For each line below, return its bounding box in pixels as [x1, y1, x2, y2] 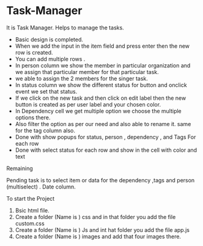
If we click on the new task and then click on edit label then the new [15, 94, 186, 102]
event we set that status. [15, 88, 78, 95]
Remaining [6, 165, 34, 172]
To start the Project [6, 195, 55, 202]
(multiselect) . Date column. [6, 183, 76, 190]
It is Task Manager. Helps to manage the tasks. [6, 24, 124, 31]
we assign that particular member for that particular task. [15, 68, 159, 75]
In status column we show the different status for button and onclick [15, 81, 188, 89]
